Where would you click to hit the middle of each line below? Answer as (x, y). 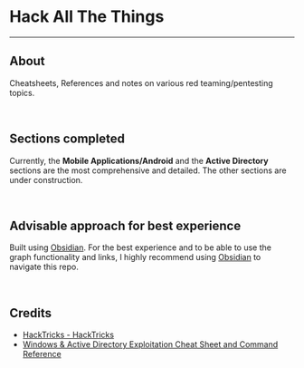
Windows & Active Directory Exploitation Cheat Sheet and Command (150, 344)
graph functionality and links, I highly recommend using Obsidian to (135, 257)
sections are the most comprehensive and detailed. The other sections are (148, 170)
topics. (22, 92)
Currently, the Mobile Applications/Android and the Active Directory (139, 160)
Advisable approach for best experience (125, 225)
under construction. (46, 179)
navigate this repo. (44, 267)
